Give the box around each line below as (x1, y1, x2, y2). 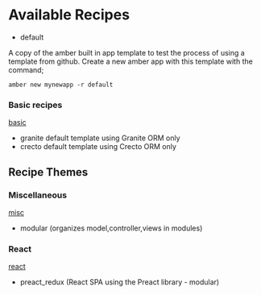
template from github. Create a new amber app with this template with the (8, 56, 254, 66)
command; (8, 64, 44, 74)
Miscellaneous (8, 189, 67, 201)
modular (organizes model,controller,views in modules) (19, 223, 203, 233)
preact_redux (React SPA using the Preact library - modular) (19, 277, 220, 287)
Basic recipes (8, 99, 63, 110)
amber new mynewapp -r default (8, 81, 114, 89)
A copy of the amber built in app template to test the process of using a (8, 48, 246, 57)
